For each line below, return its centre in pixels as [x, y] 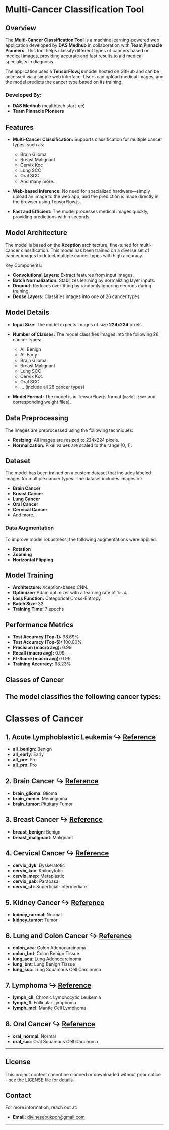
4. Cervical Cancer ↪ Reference [57, 853]
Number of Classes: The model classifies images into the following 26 [86, 334]
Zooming [22, 554]
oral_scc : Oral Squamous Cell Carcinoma [55, 1041]
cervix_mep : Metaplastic [38, 876]
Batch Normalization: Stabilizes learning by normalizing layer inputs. [84, 280]
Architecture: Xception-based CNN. [50, 587]
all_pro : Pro [25, 765]
